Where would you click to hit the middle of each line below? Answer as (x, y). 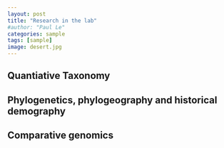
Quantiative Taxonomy (59, 76)
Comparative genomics (61, 136)
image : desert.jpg (35, 47)
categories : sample (36, 34)
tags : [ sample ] (30, 41)
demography (37, 111)
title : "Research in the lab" (52, 21)
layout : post (27, 14)
